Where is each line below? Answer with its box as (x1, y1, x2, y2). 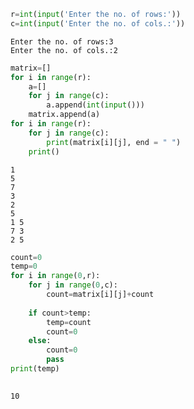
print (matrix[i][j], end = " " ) (46, 137, 182, 147)
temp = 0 (10, 261, 38, 272)
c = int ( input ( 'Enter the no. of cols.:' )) (10, 18, 186, 29)
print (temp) (10, 364, 60, 374)
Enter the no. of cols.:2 (10, 45, 118, 55)
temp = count (46, 317, 92, 327)
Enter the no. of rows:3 (10, 36, 114, 47)
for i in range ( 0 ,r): (10, 271, 101, 281)
